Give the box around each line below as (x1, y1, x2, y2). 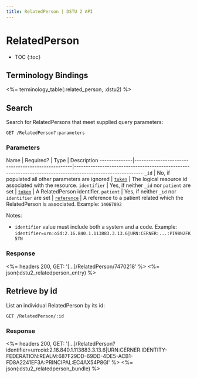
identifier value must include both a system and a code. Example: (14, 223, 178, 230)
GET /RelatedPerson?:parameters (6, 130, 85, 136)
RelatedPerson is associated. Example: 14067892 (6, 200, 122, 208)
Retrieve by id (6, 286, 57, 296)
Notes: (6, 212, 22, 219)
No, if (157, 169, 170, 176)
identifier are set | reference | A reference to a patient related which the (6, 195, 184, 202)
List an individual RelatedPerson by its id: (6, 302, 106, 309)
